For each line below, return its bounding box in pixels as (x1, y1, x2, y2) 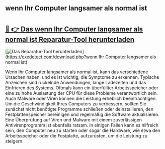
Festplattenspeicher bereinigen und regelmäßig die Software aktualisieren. (5, 111, 160, 117)
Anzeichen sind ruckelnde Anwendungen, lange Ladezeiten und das (5, 80, 146, 85)
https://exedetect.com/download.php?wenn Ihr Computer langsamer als (7, 54, 156, 60)
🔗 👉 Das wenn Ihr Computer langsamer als (5, 25, 143, 33)
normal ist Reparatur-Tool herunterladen (5, 35, 135, 44)
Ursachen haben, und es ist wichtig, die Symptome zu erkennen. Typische (5, 74, 159, 80)
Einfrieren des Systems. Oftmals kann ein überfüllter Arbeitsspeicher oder (5, 85, 158, 91)
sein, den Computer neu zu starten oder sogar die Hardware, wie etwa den (5, 127, 160, 133)
